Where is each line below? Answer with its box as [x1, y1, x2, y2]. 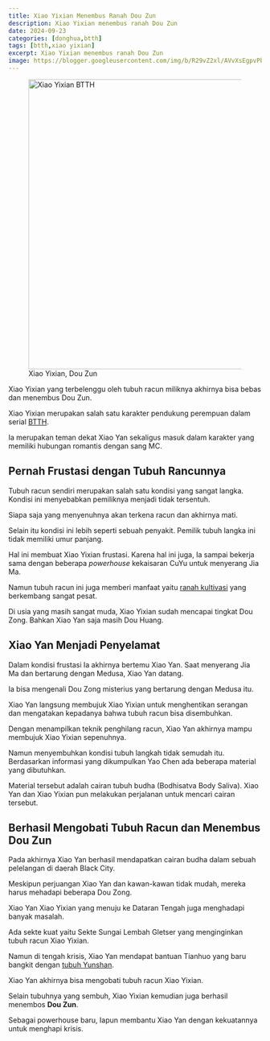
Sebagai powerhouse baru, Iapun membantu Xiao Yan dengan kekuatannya [8, 1015, 258, 1025]
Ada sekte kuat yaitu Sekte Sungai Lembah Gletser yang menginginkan [8, 927, 243, 937]
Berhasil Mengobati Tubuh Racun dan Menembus [8, 820, 261, 834]
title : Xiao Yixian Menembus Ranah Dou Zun [8, 11, 157, 20]
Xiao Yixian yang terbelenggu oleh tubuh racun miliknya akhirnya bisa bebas [8, 384, 261, 394]
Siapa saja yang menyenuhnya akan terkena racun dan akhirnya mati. [8, 510, 239, 519]
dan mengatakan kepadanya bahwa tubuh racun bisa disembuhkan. [8, 708, 233, 717]
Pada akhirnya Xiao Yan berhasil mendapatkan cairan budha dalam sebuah [8, 855, 256, 865]
